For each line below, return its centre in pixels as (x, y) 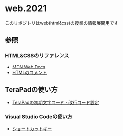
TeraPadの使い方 (31, 90)
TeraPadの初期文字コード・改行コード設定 (56, 103)
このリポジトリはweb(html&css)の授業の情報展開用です (62, 23)
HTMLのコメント (30, 72)
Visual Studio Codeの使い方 (39, 117)
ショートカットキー (32, 128)
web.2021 (26, 9)
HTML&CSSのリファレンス (37, 56)
